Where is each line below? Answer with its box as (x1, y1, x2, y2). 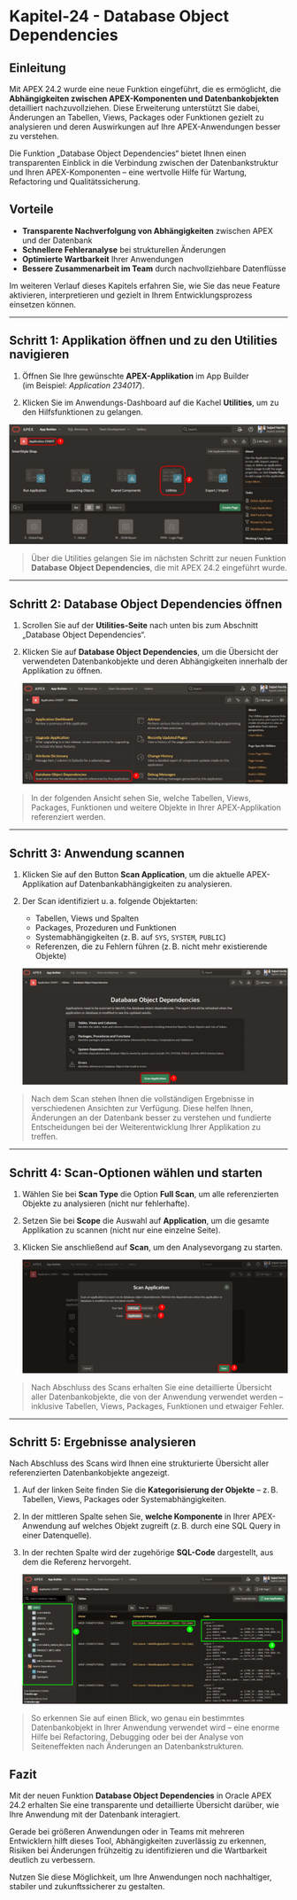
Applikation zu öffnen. (21, 666, 103, 675)
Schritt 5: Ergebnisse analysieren (9, 1434, 196, 1450)
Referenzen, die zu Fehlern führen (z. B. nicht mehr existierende (34, 941, 268, 952)
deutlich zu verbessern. (9, 1855, 95, 1865)
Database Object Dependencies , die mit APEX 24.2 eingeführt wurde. (30, 563, 287, 573)
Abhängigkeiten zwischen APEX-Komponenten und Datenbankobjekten (9, 93, 279, 104)
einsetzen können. (9, 299, 77, 309)
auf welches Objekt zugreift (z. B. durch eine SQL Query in (68, 1521, 281, 1531)
